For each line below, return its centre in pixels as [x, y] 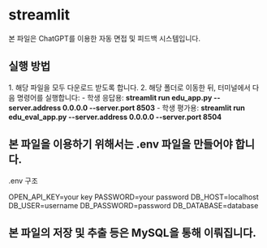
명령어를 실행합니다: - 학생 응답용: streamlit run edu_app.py [114, 97]
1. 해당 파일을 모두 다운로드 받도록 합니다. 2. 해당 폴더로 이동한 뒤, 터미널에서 [129, 88]
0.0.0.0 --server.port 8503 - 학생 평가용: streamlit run [154, 108]
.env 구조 [23, 181]
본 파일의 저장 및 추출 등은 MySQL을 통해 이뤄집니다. [133, 233]
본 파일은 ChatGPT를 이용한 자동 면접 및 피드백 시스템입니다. [105, 38]
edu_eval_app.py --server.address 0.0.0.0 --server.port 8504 [115, 117]
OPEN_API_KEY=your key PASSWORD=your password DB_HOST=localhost [134, 197]
